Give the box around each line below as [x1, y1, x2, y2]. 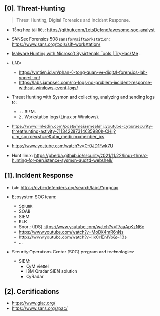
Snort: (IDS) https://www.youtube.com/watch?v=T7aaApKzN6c [18, 223, 145, 230]
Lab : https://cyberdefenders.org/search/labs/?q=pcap [11, 184, 119, 190]
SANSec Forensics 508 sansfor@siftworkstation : [11, 36, 110, 42]
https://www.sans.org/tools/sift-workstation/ [11, 41, 101, 47]
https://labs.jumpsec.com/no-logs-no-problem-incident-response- [18, 79, 153, 85]
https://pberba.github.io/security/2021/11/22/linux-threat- [34, 152, 148, 158]
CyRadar [26, 273, 44, 279]
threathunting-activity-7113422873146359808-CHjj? [11, 128, 116, 134]
